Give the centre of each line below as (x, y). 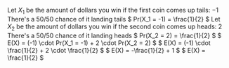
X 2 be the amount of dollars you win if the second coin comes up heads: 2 (115, 27)
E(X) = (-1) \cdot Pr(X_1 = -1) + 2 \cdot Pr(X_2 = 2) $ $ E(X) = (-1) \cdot (109, 43)
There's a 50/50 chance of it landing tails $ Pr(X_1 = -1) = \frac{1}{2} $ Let (114, 19)
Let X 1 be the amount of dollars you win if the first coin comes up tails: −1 (113, 11)
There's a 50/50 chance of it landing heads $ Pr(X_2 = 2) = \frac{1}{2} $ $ (115, 35)
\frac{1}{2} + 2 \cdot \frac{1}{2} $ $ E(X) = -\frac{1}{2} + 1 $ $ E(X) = (106, 50)
